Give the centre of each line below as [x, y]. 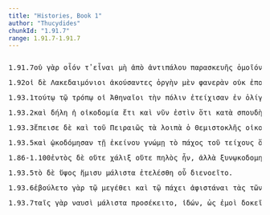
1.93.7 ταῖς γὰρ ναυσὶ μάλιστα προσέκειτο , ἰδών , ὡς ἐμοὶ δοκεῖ [135, 203]
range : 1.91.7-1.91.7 [45, 38]
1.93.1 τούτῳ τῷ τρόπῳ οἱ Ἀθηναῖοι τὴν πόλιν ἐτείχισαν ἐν [125, 98]
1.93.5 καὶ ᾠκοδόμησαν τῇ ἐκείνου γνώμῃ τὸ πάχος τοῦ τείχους [131, 143]
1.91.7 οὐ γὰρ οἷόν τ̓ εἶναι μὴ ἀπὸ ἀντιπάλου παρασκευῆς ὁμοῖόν [135, 68]
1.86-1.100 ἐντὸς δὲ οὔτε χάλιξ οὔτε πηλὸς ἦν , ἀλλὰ [112, 158]
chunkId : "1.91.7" [39, 30]
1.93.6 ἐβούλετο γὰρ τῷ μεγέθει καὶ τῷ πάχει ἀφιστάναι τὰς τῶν [135, 188]
